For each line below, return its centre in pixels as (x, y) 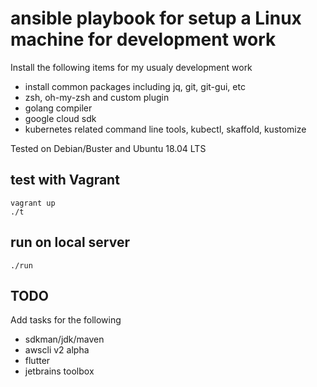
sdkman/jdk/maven (64, 339)
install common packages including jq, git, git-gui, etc (135, 86)
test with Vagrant (65, 180)
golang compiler (58, 108)
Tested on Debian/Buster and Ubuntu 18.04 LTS (108, 148)
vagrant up (33, 203)
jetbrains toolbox (59, 371)
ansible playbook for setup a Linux (156, 18)
